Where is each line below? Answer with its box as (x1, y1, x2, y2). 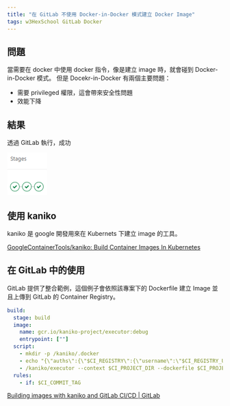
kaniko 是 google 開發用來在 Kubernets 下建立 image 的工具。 (7, 229, 181, 237)
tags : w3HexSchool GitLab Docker (7, 18, 103, 25)
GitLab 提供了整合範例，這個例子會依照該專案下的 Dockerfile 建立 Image (7, 284, 211, 292)
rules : (13, 372, 32, 379)
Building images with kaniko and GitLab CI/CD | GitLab (7, 392, 161, 400)
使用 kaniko (7, 210, 57, 221)
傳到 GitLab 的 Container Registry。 (18, 293, 120, 301)
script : (13, 343, 36, 350)
